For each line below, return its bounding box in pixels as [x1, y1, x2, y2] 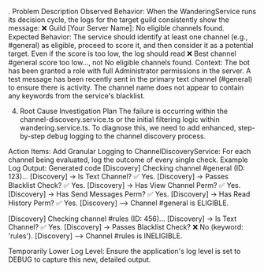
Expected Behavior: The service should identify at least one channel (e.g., [8, 32, 248, 42]
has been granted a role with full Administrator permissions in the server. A [8, 66, 251, 75]
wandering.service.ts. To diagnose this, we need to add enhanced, [19, 123, 236, 132]
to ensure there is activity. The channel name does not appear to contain [8, 83, 244, 92]
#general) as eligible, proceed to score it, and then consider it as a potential [8, 41, 254, 50]
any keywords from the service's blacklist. [8, 91, 146, 101]
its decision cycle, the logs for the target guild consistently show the [8, 15, 230, 24]
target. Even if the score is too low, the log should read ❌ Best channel [8, 49, 236, 58]
